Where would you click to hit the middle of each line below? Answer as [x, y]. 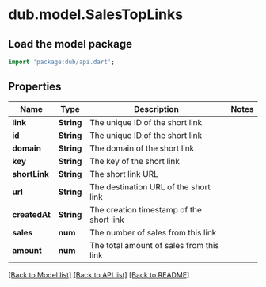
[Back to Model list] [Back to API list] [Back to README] [99, 274]
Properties [35, 87]
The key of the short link [135, 161]
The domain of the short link [142, 148]
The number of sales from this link [153, 232]
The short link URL [124, 174]
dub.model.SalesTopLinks [96, 15]
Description [156, 109]
